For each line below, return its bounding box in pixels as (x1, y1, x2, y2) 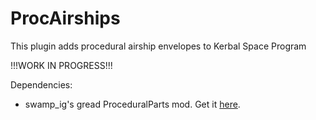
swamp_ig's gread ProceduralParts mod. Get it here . (24, 98, 241, 110)
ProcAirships (10, 7, 121, 30)
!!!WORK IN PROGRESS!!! (10, 59, 113, 71)
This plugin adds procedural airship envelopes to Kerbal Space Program (10, 40, 307, 52)
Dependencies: (10, 78, 73, 91)
